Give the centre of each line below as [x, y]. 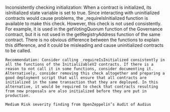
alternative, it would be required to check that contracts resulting [82, 87]
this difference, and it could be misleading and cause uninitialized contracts [84, 45]
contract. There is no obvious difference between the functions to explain [82, 40]
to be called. [18, 51]
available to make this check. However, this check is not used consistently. [83, 23]
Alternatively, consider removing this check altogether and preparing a [85, 73]
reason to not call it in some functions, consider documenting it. [79, 69]
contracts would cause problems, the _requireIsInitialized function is [77, 18]
